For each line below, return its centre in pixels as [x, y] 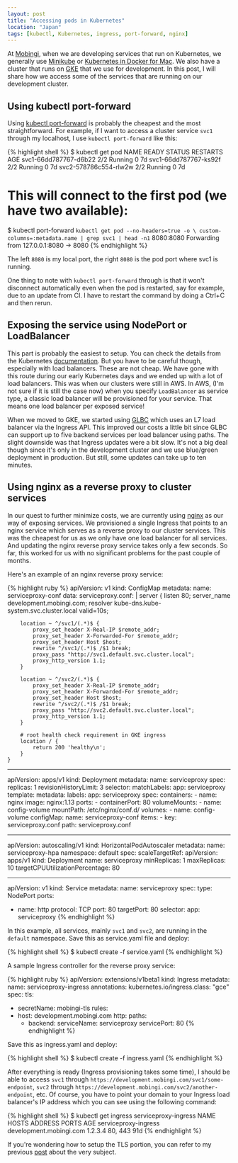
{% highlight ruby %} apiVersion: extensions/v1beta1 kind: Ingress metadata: [119, 979]
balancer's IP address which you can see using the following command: [112, 1101]
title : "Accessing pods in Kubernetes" [66, 21]
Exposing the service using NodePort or [97, 325]
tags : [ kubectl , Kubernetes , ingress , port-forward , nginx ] [98, 34]
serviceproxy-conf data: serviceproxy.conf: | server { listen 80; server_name [119, 595]
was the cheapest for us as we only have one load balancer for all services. [118, 538]
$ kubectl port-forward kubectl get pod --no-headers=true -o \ [102, 230]
